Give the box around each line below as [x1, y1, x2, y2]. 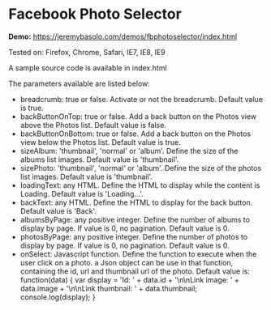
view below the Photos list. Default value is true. [19, 137, 181, 147]
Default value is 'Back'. [19, 206, 97, 215]
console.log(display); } [19, 292, 96, 302]
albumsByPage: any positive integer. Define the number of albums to [19, 214, 250, 224]
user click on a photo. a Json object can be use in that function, [19, 257, 234, 267]
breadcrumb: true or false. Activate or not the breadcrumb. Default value [19, 94, 264, 104]
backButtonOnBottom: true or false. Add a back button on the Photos [19, 129, 252, 138]
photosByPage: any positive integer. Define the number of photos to [19, 231, 248, 241]
